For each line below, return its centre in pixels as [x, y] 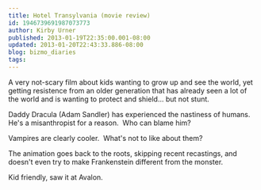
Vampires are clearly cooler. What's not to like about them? [106, 138]
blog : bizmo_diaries [42, 52]
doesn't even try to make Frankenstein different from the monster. [116, 161]
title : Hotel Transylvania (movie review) [79, 15]
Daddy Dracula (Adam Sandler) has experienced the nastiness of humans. [129, 114]
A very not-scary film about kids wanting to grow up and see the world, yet [131, 82]
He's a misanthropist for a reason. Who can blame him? [100, 123]
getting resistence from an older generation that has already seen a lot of [128, 90]
